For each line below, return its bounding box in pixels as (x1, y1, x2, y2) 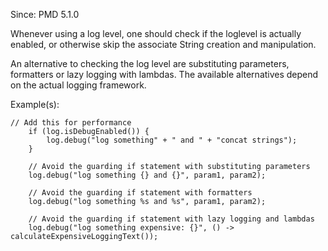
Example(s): (10, 99, 60, 110)
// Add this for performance (10, 118, 132, 128)
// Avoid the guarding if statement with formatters (28, 188, 253, 198)
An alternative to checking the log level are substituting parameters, (10, 58, 290, 69)
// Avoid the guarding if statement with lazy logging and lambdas (28, 214, 315, 224)
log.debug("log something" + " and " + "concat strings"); (46, 135, 298, 145)
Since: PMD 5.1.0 (10, 9, 80, 20)
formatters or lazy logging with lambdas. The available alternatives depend (10, 69, 319, 80)
